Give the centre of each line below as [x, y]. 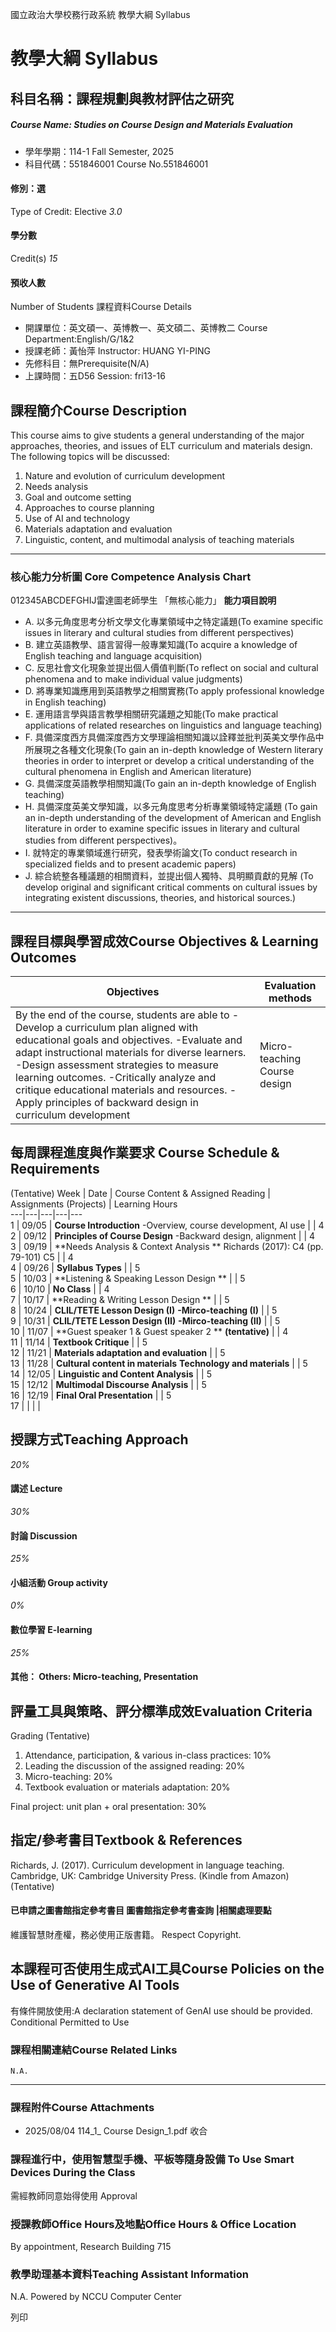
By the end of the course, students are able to [122, 1015]
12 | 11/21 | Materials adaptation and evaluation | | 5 [118, 1352]
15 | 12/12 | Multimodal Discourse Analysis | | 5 [108, 1384]
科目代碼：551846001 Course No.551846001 [116, 164]
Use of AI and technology [77, 518]
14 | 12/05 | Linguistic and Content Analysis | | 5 [111, 1374]
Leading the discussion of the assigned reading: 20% [135, 1765]
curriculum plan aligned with [131, 1028]
